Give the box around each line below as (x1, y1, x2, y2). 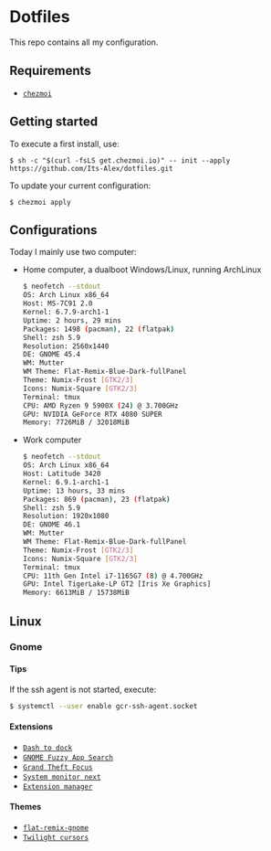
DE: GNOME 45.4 (22, 350, 81, 359)
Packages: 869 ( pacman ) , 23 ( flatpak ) (22, 495, 171, 504)
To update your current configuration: (9, 180, 151, 191)
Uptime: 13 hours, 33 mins (22, 486, 126, 495)
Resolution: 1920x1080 (22, 512, 109, 521)
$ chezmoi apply (9, 197, 71, 207)
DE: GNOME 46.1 (22, 520, 81, 529)
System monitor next (22, 772, 101, 782)
